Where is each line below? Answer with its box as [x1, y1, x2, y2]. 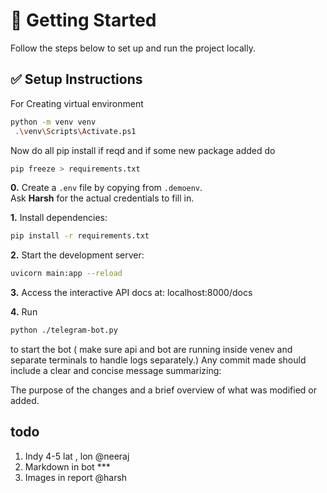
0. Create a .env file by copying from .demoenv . [10, 182, 203, 194]
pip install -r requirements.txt [10, 231, 150, 241]
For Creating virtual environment [10, 97, 144, 109]
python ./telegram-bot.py [10, 325, 118, 336]
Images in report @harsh [24, 471, 128, 483]
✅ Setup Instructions [10, 71, 143, 88]
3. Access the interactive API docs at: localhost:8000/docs [10, 287, 253, 299]
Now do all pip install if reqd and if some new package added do [10, 144, 276, 156]
